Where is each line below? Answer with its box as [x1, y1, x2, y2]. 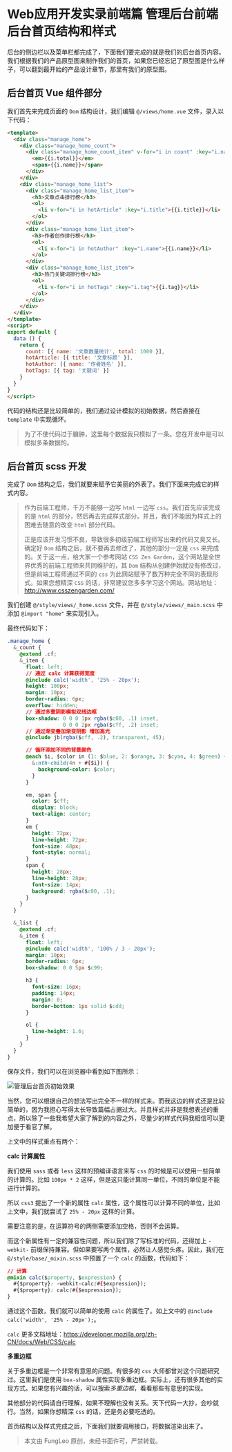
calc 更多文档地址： [7, 1330, 64, 1339]
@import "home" [20, 611, 65, 617]
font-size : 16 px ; [32, 983, 81, 991]
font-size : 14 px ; [32, 881, 81, 888]
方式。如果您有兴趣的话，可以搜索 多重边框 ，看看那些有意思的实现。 [12, 1384, 207, 1393]
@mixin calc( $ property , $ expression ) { [7, 1274, 122, 1281]
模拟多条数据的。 [23, 438, 73, 447]
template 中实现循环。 [7, 415, 70, 423]
